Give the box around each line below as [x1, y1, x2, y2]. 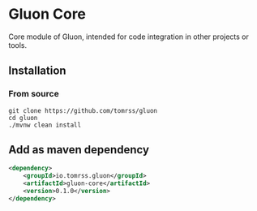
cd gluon [8, 114, 38, 122]
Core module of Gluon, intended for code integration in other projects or [8, 32, 250, 41]
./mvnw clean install [8, 121, 82, 129]
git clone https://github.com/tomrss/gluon [8, 106, 158, 114]
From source [8, 88, 59, 100]
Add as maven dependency [8, 143, 150, 157]
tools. [8, 40, 28, 50]
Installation [8, 64, 66, 78]
